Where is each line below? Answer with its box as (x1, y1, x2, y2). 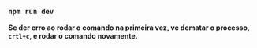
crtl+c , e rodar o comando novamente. (8, 31, 138, 41)
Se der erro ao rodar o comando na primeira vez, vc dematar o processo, (8, 23, 250, 32)
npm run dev (8, 7, 54, 16)
